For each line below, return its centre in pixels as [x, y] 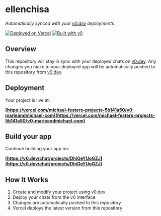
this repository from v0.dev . [34, 72]
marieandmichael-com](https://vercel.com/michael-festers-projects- [80, 115]
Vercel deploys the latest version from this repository [67, 208]
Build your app [28, 136]
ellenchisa [27, 9]
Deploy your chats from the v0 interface [54, 197]
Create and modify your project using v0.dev [59, 192]
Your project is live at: [28, 100]
